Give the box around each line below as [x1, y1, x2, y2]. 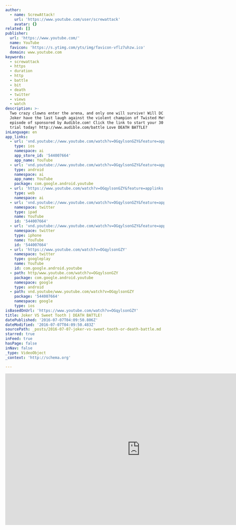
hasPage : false [5, 341, 37, 346]
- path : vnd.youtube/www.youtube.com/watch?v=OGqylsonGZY [10, 289, 135, 295]
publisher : [5, 31, 28, 36]
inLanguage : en [5, 129, 37, 134]
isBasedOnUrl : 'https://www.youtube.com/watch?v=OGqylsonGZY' [5, 308, 139, 313]
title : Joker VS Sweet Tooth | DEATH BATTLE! [5, 313, 102, 318]
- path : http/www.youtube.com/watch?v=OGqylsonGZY [10, 270, 119, 275]
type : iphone [14, 233, 42, 238]
